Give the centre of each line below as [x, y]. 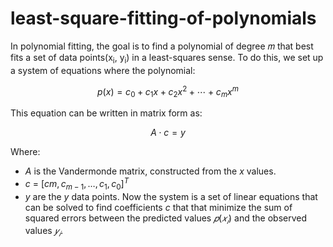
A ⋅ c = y [168, 133]
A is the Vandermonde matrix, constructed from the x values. [150, 171]
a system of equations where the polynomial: [103, 70]
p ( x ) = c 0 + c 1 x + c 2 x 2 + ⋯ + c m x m [168, 91]
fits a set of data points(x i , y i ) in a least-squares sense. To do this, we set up [167, 58]
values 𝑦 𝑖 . [44, 232]
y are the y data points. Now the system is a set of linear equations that [171, 196]
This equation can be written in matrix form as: [106, 113]
